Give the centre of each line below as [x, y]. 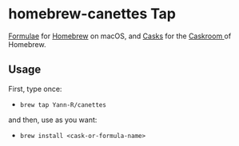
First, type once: [35, 89]
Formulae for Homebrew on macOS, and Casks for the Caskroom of [120, 36]
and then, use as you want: [53, 120]
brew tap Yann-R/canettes [63, 105]
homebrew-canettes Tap [92, 14]
